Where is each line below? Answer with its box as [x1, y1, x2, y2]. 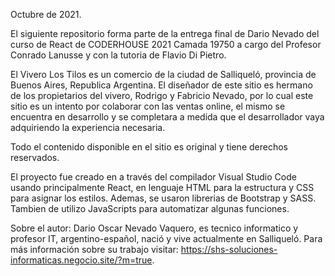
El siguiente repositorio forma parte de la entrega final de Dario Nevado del [10, 28, 320, 39]
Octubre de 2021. [10, 9, 82, 20]
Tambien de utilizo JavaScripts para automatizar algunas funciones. [10, 203, 290, 214]
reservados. [10, 152, 60, 163]
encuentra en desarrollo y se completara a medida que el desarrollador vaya [10, 111, 325, 123]
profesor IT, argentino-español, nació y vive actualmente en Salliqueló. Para [10, 233, 323, 244]
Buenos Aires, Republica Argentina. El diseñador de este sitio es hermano [10, 79, 313, 91]
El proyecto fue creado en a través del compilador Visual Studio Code [10, 171, 297, 183]
